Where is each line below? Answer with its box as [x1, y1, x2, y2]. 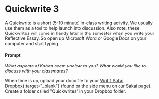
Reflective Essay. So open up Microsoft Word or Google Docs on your [5, 35, 147, 41]
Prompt [5, 52, 21, 58]
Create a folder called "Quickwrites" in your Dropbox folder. [5, 88, 127, 94]
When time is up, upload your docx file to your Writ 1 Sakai [5, 78, 124, 84]
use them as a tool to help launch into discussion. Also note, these [5, 25, 140, 31]
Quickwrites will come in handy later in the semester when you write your [5, 30, 155, 36]
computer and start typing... [5, 40, 62, 46]
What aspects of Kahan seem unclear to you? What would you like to [5, 63, 146, 69]
